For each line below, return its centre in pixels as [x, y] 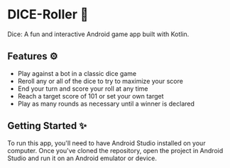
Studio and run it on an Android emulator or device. [82, 158]
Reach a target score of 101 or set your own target [91, 96]
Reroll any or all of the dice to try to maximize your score [100, 81]
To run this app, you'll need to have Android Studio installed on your [106, 143]
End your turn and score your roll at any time [83, 89]
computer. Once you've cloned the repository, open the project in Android [115, 150]
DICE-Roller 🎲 [48, 15]
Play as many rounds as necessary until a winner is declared [106, 103]
